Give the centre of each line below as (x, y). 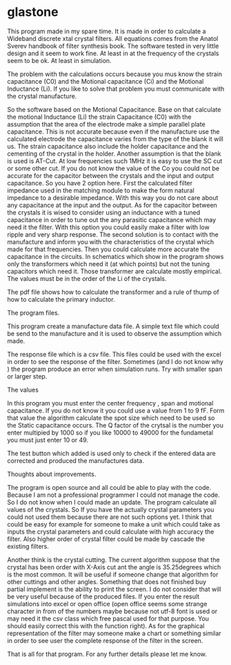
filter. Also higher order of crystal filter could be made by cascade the (106, 539)
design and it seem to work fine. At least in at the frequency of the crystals (113, 53)
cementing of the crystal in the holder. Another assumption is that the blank (114, 154)
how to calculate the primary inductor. (61, 299)
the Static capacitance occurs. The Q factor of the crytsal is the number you (115, 425)
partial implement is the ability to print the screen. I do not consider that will (114, 589)
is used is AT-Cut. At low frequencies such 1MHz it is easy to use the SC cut (115, 161)
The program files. (33, 313)
